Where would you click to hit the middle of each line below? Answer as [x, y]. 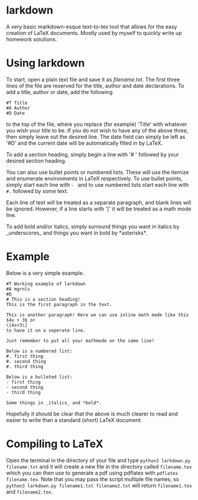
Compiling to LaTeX [55, 444]
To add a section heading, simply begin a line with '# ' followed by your [92, 154]
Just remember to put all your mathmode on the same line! [80, 340]
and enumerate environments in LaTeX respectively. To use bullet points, [95, 178]
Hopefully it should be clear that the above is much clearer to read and [92, 414]
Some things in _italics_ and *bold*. [54, 402]
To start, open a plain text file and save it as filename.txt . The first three [93, 79]
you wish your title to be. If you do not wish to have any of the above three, [97, 130]
